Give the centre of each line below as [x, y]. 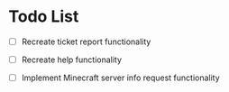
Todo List [44, 17]
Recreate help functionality [72, 60]
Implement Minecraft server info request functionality [120, 78]
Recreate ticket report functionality [86, 41]
